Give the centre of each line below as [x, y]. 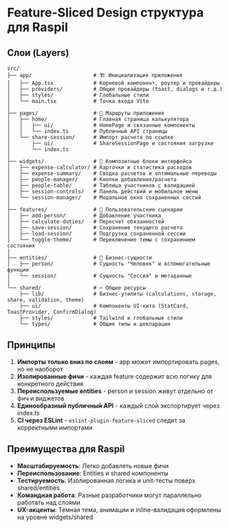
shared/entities [39, 487]
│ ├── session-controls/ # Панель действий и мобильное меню [102, 191]
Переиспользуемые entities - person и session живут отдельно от [115, 391]
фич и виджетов [41, 398]
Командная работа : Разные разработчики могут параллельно [109, 495]
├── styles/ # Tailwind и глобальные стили [101, 318]
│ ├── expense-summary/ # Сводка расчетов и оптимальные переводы [112, 173]
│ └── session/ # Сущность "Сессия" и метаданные [100, 276]
